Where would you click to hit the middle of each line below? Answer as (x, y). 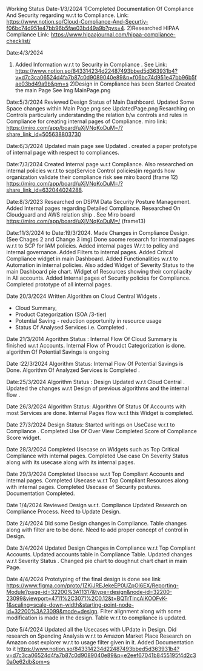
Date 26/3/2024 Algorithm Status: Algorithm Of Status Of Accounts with (96, 406)
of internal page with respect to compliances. (63, 152)
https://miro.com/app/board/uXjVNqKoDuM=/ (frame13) (76, 221)
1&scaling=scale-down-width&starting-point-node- (70, 605)
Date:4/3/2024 (25, 53)
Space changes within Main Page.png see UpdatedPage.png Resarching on (101, 108)
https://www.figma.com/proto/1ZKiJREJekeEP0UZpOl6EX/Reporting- (92, 585)
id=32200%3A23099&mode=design (52, 611)
